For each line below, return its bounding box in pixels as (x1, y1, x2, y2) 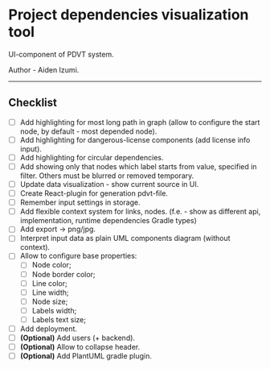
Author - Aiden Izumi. (8, 64, 80, 74)
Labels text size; (31, 314, 87, 324)
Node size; (31, 296, 68, 306)
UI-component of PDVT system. (8, 49, 114, 59)
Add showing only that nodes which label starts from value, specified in (19, 161, 257, 171)
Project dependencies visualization (8, 6, 249, 24)
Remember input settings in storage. (19, 197, 141, 207)
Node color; (31, 260, 72, 270)
